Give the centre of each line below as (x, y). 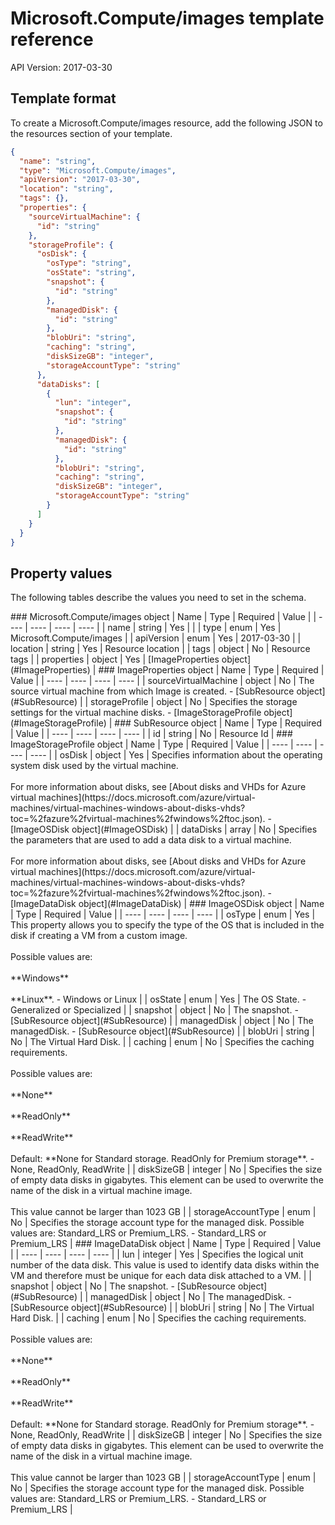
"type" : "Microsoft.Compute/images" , (98, 170)
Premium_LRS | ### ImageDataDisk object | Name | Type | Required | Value (166, 1244)
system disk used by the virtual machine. (94, 766)
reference (52, 39)
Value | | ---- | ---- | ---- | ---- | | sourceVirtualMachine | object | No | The (162, 681)
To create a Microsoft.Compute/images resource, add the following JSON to (166, 123)
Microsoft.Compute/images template (167, 18)
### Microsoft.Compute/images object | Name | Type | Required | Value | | (163, 617)
